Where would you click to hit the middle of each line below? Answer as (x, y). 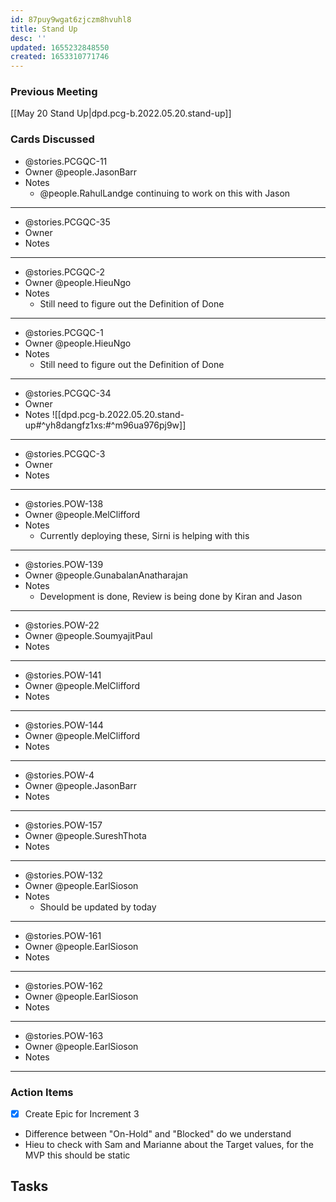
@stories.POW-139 (64, 564)
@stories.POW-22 (62, 625)
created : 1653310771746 (60, 57)
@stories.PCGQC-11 (66, 161)
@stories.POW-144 (64, 725)
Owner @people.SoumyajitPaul (88, 635)
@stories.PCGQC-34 (68, 393)
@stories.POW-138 (64, 503)
